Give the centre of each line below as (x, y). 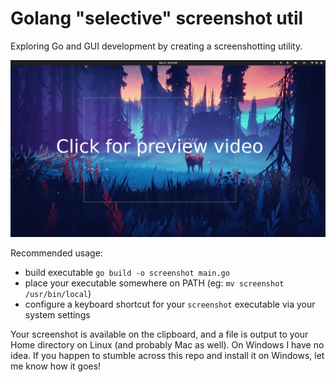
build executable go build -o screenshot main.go (127, 273)
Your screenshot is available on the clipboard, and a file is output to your (159, 334)
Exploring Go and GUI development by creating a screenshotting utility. (156, 46)
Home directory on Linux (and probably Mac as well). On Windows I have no (167, 345)
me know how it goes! (56, 366)
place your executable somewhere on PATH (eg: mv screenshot (154, 283)
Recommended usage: (56, 253)
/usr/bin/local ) (58, 294)
